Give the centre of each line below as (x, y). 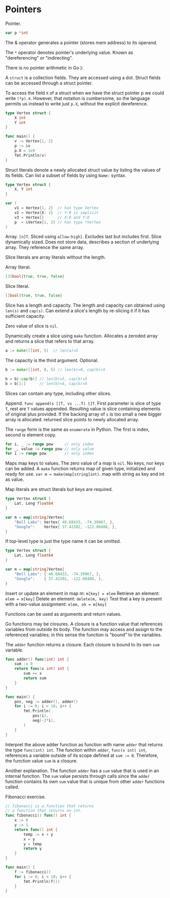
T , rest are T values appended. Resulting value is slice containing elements (83, 409)
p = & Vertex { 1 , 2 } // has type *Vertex (58, 222)
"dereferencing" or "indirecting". (39, 58)
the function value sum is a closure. (41, 760)
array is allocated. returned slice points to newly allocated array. (72, 419)
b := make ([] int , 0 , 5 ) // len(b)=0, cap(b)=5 (55, 370)
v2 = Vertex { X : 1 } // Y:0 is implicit (57, 212)
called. (12, 787)
